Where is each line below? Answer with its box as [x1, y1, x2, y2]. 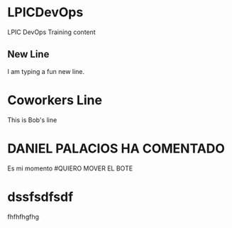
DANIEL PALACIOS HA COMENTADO [7, 140, 226, 156]
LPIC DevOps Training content [7, 28, 96, 36]
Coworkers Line [7, 92, 103, 108]
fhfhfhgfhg [7, 212, 40, 221]
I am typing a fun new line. [7, 67, 85, 75]
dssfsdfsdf [7, 189, 74, 205]
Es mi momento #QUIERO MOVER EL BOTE [7, 164, 133, 173]
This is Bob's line [7, 115, 57, 124]
